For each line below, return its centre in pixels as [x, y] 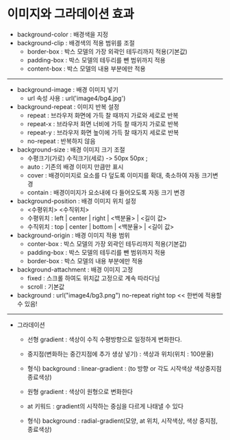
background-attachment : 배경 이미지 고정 [75, 269]
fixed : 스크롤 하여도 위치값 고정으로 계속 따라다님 [93, 278]
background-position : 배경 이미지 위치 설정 [77, 201]
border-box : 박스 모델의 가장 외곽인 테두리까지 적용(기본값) [107, 51]
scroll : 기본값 [46, 286]
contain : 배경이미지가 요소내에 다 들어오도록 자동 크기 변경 [106, 192]
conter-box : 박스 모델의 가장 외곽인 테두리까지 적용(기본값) [107, 243]
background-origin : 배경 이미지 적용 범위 [73, 235]
